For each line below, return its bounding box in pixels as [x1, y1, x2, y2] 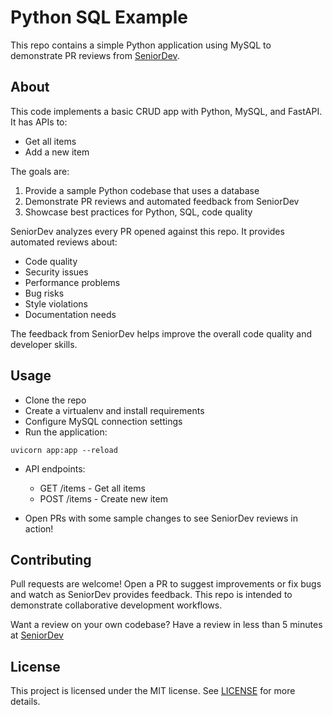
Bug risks [24, 287, 65, 299]
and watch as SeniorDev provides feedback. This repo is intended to [10, 589, 293, 601]
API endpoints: [24, 462, 86, 475]
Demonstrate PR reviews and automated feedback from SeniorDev [24, 195, 300, 207]
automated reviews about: [10, 236, 118, 248]
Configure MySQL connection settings [24, 415, 183, 427]
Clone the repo [24, 394, 87, 406]
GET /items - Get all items [39, 482, 146, 494]
